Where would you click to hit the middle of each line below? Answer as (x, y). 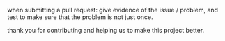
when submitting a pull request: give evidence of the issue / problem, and (113, 10)
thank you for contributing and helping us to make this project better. (106, 30)
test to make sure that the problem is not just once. (80, 17)
